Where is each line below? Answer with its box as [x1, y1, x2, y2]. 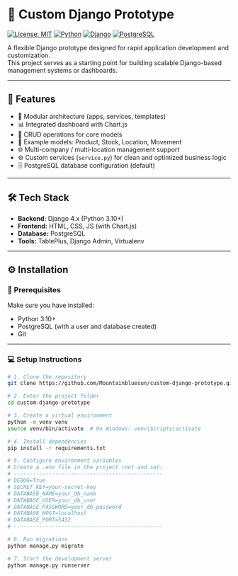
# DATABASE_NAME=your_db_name [7, 490, 97, 497]
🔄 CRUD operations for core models [17, 130, 123, 139]
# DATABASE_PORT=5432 [7, 517, 72, 524]
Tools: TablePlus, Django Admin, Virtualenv [17, 236, 144, 245]
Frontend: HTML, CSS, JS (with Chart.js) [17, 221, 137, 230]
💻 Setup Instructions [7, 355, 82, 364]
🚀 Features [7, 93, 56, 105]
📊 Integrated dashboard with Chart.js [17, 120, 127, 128]
